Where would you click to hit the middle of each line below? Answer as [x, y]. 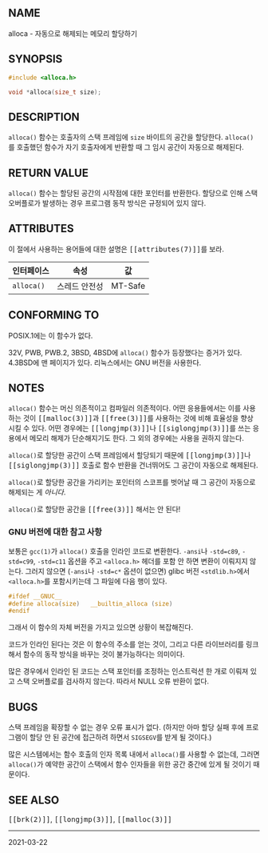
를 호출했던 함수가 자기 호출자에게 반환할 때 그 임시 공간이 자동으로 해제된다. [126, 147]
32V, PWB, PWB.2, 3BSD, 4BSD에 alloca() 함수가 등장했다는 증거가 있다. [125, 352]
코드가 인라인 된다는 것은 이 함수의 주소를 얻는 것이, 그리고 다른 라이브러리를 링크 [134, 644]
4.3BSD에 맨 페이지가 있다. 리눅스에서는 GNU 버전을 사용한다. [105, 362]
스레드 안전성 [80, 286]
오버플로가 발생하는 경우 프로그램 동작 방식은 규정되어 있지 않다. [107, 203]
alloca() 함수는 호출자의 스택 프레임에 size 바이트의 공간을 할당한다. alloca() [131, 137]
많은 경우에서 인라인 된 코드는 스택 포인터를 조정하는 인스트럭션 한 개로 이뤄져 [128, 671]
